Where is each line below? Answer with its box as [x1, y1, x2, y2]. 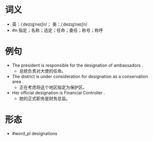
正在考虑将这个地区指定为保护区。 [19, 84, 87, 90]
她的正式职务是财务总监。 [19, 95, 70, 101]
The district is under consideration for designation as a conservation [12, 73, 148, 79]
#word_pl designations [12, 130, 57, 136]
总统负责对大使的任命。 [19, 68, 66, 74]
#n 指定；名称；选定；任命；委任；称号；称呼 [12, 27, 103, 33]
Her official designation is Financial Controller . [12, 90, 105, 96]
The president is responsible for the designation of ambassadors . [12, 62, 143, 68]
